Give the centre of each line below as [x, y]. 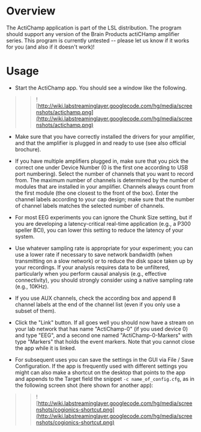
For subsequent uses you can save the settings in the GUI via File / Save [104, 359]
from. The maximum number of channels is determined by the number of [105, 180]
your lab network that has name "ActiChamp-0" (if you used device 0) [101, 329]
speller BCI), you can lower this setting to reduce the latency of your [99, 230]
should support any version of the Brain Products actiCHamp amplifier [93, 34]
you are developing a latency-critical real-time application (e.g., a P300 [103, 224]
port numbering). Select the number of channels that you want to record [104, 174]
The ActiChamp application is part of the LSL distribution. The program [94, 28]
